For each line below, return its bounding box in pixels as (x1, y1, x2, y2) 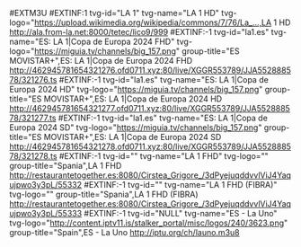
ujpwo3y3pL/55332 (9, 180, 83, 190)
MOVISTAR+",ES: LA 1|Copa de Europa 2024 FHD (9, 56, 193, 66)
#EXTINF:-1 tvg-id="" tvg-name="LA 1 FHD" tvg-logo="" (58, 151, 270, 161)
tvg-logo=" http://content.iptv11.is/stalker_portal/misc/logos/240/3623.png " (9, 217, 288, 228)
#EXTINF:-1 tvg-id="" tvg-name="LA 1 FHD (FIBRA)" (84, 180, 278, 190)
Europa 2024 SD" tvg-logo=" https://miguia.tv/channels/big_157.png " (9, 122, 262, 133)
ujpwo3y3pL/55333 (9, 208, 83, 218)
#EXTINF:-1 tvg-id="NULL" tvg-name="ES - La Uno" (84, 208, 278, 218)
